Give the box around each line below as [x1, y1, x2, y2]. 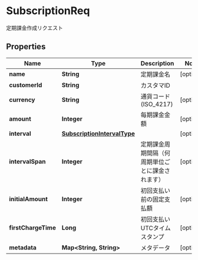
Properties [6, 42, 46, 52]
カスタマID [140, 81, 171, 89]
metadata [9, 243, 37, 251]
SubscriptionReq [6, 4, 90, 18]
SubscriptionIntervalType [61, 129, 136, 138]
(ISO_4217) [140, 100, 173, 108]
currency [9, 95, 35, 104]
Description [140, 59, 174, 67]
